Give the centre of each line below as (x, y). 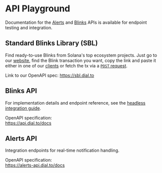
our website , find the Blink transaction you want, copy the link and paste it (81, 60)
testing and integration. (29, 27)
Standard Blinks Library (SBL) (52, 43)
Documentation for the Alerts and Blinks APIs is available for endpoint (76, 22)
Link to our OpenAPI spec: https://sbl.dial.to (50, 75)
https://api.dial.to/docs (28, 123)
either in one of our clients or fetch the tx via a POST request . (66, 65)
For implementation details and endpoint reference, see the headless (75, 103)
